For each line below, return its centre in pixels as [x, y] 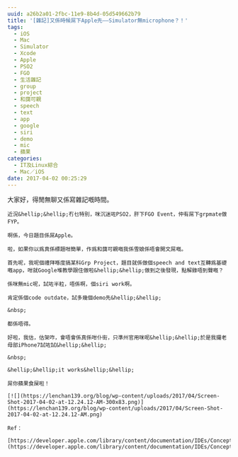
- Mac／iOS [29, 172]
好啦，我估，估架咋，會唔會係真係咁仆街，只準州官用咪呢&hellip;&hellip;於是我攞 [114, 337]
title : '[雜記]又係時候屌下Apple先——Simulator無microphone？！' [98, 21]
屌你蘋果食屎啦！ [29, 383]
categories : [25, 159]
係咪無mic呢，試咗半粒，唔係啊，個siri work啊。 [72, 284]
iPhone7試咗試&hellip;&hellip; [62, 345]
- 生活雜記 [28, 80]
